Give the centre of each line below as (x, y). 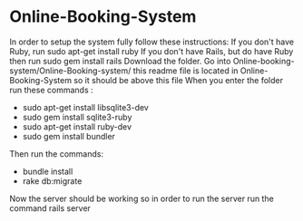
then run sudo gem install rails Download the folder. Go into (120, 61)
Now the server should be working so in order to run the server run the (142, 198)
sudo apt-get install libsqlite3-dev (86, 107)
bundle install (48, 171)
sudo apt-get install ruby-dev (77, 126)
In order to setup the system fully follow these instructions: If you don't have (152, 42)
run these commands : (51, 90)
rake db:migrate (52, 181)
